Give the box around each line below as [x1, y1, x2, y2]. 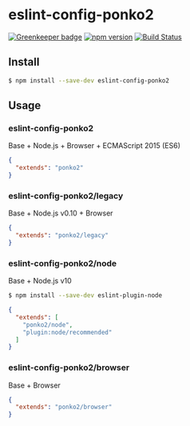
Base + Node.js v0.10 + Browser [8, 208, 113, 218]
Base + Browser [8, 380, 61, 390]
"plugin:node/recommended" [22, 328, 113, 336]
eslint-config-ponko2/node [8, 258, 117, 269]
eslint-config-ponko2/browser [8, 362, 130, 373]
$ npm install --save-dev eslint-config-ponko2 [8, 76, 170, 85]
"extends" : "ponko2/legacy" [15, 231, 109, 239]
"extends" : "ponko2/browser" [15, 403, 113, 412]
